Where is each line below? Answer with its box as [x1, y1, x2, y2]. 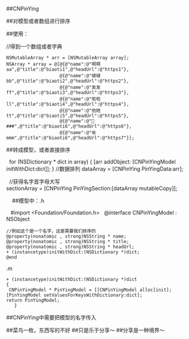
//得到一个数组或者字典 [6, 43, 63, 50]
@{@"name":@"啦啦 [59, 96, 101, 102]
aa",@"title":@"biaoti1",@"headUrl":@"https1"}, [6, 66, 129, 72]
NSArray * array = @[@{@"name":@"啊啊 [6, 61, 101, 67]
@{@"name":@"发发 [59, 84, 101, 90]
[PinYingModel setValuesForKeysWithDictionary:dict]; [6, 292, 143, 298]
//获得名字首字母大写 [8, 178, 60, 185]
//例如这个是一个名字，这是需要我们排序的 [6, 228, 97, 234]
